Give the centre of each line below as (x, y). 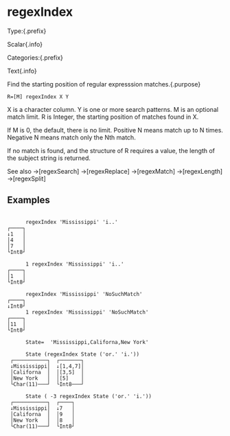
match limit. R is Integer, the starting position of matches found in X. (103, 117)
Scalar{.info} (25, 44)
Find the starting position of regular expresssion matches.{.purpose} (104, 84)
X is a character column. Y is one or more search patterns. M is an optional (113, 109)
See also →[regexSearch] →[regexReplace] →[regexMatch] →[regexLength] (115, 171)
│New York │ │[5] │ (47, 378)
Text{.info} (22, 71)
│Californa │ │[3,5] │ (47, 372)
